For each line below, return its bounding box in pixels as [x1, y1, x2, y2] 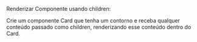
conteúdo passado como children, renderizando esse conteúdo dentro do [6, 24, 192, 30]
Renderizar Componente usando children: [6, 5, 111, 12]
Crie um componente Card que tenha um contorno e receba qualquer [6, 17, 181, 24]
